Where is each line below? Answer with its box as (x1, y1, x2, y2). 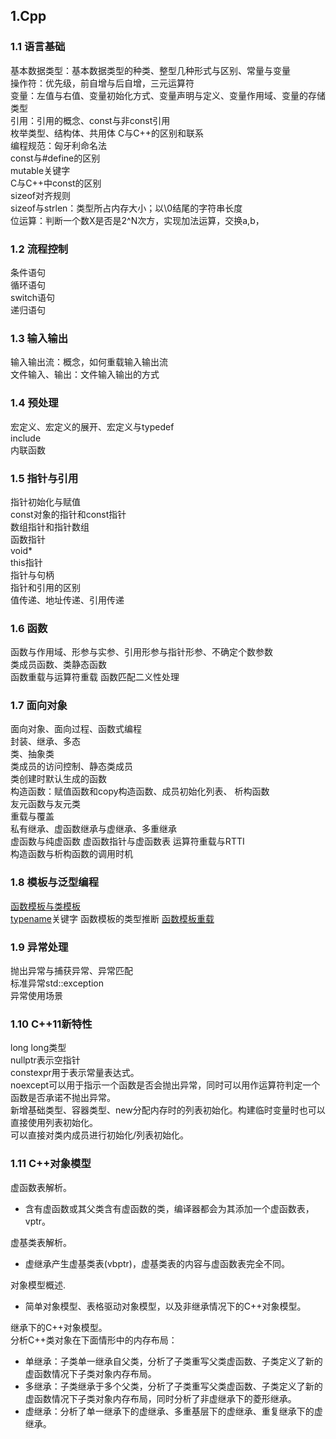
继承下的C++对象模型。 (10, 1321, 108, 1333)
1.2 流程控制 (10, 242, 69, 256)
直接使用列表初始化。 (10, 1117, 98, 1129)
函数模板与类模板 (10, 900, 81, 912)
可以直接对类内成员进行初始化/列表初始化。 (10, 1129, 190, 1141)
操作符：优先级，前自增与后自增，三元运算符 (10, 77, 195, 89)
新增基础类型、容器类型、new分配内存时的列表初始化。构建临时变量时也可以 (10, 1104, 326, 1116)
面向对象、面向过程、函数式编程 (10, 723, 142, 735)
